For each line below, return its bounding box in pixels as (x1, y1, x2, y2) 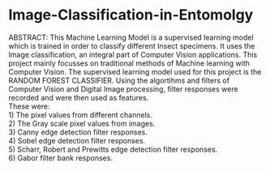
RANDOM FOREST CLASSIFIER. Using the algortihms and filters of (8, 75, 229, 85)
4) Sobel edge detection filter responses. (8, 135, 146, 145)
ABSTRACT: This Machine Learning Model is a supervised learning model (8, 32, 254, 42)
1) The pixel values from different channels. (8, 109, 152, 119)
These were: (8, 101, 50, 111)
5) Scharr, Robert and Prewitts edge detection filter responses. (8, 144, 218, 154)
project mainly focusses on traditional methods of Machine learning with (8, 58, 250, 68)
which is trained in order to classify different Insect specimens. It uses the (8, 41, 255, 50)
